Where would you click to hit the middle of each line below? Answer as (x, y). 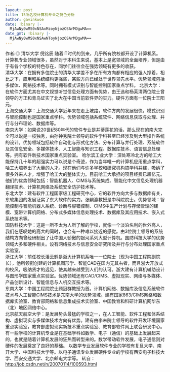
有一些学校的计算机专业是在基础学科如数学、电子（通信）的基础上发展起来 (83, 333)
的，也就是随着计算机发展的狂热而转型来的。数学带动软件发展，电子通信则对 (85, 339)
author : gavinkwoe (25, 19)
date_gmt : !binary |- (28, 34)
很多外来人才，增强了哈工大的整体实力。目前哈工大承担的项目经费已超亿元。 (85, 174)
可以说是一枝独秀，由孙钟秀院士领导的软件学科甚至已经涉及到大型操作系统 (87, 136)
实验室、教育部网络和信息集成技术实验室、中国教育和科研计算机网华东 (87, 301)
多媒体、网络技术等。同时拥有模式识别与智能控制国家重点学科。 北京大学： (83, 85)
